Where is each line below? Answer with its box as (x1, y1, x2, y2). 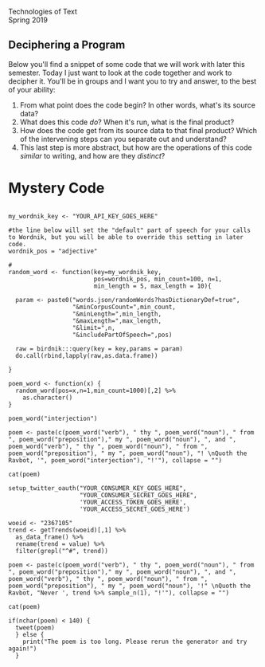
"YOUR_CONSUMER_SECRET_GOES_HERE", (79, 491, 197, 499)
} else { (15, 630, 45, 638)
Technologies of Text (8, 7, 78, 16)
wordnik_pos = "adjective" (8, 247, 98, 255)
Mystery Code (8, 179, 105, 197)
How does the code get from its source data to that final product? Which (19, 125, 257, 135)
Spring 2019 (8, 15, 48, 25)
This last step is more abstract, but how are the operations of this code (19, 143, 252, 152)
